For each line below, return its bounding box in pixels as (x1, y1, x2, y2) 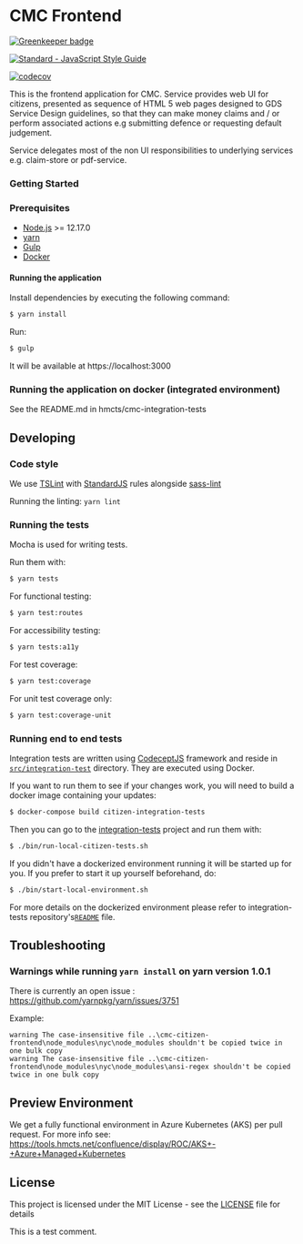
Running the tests (9, 519, 89, 531)
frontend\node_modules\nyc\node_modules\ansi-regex (9, 1062, 209, 1072)
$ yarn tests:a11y (9, 642, 79, 652)
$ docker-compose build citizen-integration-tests (9, 807, 206, 817)
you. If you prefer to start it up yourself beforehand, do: (9, 867, 217, 878)
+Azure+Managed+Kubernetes (9, 1148, 126, 1159)
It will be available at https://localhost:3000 (9, 360, 171, 371)
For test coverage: (9, 659, 78, 670)
